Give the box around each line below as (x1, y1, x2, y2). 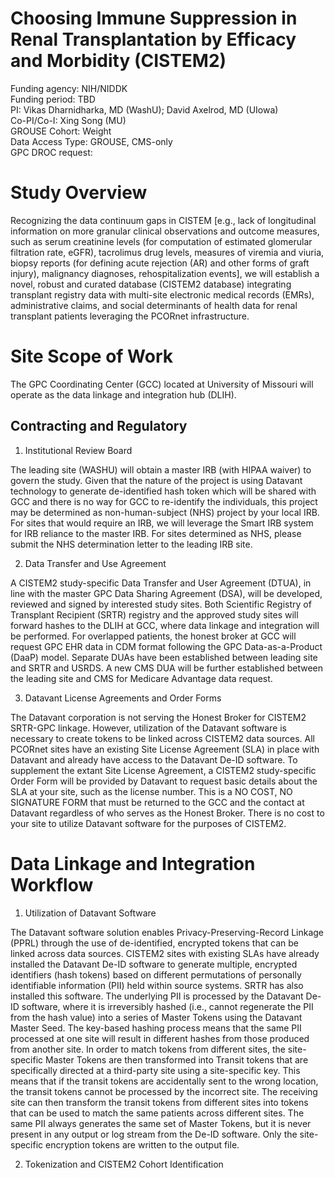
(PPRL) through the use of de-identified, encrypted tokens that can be (10, 937, 300, 949)
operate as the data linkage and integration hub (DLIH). (10, 388, 237, 401)
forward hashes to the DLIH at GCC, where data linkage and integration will (10, 619, 320, 631)
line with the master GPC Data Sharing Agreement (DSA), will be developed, (10, 587, 323, 599)
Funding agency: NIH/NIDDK (10, 82, 128, 94)
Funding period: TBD (10, 93, 96, 105)
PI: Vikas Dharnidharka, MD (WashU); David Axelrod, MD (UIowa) (10, 103, 279, 116)
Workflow (10, 873, 94, 896)
